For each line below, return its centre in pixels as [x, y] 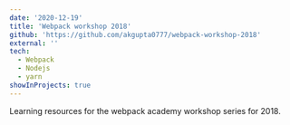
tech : [19, 52]
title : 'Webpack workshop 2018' [70, 26]
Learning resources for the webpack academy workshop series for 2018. [145, 111]
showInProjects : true [50, 85]
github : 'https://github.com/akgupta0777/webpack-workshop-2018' [135, 34]
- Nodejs [34, 69]
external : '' [34, 43]
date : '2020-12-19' [46, 18]
